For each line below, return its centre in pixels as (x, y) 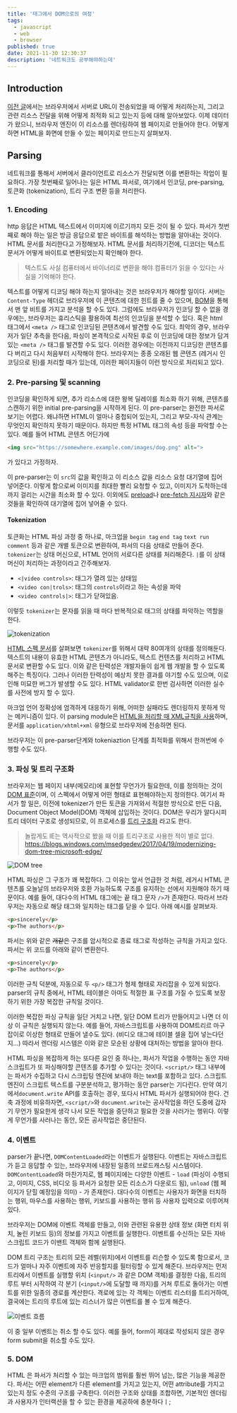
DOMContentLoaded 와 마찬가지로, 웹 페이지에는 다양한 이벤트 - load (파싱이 (109, 1174)
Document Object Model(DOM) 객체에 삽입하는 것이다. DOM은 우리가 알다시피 (117, 812)
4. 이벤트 (22, 1140)
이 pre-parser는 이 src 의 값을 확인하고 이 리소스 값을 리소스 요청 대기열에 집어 (115, 477)
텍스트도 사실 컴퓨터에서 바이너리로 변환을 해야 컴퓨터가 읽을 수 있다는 (121, 267)
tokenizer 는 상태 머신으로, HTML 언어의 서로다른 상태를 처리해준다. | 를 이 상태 (116, 555)
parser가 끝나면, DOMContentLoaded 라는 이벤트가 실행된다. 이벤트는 (99, 1157)
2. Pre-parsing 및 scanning (54, 382)
